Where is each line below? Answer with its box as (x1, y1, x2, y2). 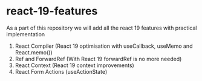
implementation (6, 30, 45, 37)
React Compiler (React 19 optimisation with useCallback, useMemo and (15, 42, 193, 50)
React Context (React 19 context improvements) (15, 62, 134, 69)
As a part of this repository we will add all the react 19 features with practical (6, 24, 197, 31)
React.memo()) (15, 48, 53, 56)
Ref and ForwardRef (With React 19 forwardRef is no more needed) (15, 55, 182, 62)
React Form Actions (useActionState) (15, 68, 108, 75)
